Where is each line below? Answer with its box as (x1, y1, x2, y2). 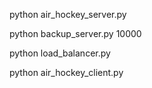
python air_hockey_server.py (9, 9, 127, 20)
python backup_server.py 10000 (9, 28, 142, 39)
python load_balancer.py (9, 47, 111, 59)
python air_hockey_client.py (9, 67, 124, 78)
